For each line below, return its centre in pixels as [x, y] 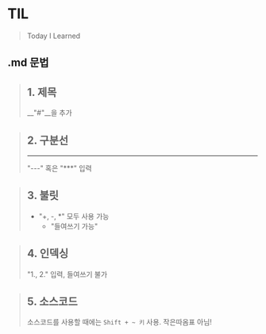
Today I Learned [54, 36]
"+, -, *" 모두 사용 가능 [74, 216]
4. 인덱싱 [48, 253]
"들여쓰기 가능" [74, 226]
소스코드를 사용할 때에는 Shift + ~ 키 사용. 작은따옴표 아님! [119, 322]
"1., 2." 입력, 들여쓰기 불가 [67, 274]
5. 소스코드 [52, 301]
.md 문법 [28, 63]
